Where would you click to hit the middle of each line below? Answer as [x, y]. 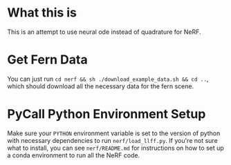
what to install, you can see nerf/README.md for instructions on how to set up [116, 148]
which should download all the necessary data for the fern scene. [101, 86]
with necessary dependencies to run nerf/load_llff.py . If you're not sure [112, 140]
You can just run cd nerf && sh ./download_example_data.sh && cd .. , [108, 79]
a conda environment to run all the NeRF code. [74, 155]
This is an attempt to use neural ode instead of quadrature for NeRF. [104, 32]
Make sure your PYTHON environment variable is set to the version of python [114, 133]
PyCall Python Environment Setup [107, 114]
